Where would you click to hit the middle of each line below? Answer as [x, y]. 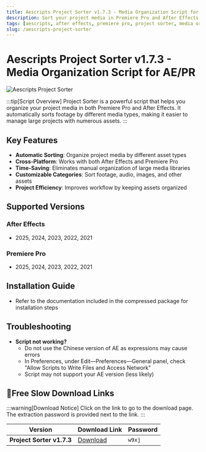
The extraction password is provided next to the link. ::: [76, 415]
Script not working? [41, 342]
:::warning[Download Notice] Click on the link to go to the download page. [100, 408]
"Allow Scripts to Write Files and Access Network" [88, 367]
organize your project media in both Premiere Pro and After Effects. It [93, 108]
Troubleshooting [39, 327]
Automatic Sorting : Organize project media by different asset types [101, 155]
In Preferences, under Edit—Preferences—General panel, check [105, 361]
